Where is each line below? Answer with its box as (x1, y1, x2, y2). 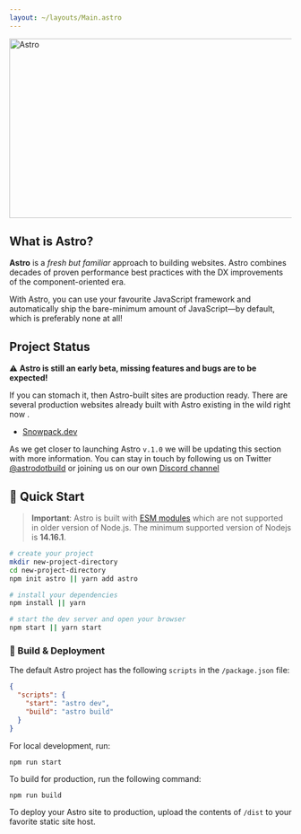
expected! (9, 373, 48, 383)
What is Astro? (9, 234, 94, 250)
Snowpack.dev (21, 426, 78, 437)
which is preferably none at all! (9, 313, 123, 324)
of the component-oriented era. (9, 277, 126, 287)
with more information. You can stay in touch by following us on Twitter (9, 453, 271, 464)
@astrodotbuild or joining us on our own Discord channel (9, 463, 219, 474)
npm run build (9, 791, 63, 800)
